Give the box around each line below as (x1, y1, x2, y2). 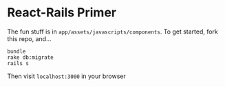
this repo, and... (7, 34, 52, 42)
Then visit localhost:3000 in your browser (7, 72, 126, 80)
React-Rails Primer (7, 5, 117, 21)
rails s (7, 60, 30, 66)
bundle (7, 48, 26, 55)
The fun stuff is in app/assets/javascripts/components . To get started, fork (7, 27, 219, 36)
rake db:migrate (7, 53, 54, 61)
